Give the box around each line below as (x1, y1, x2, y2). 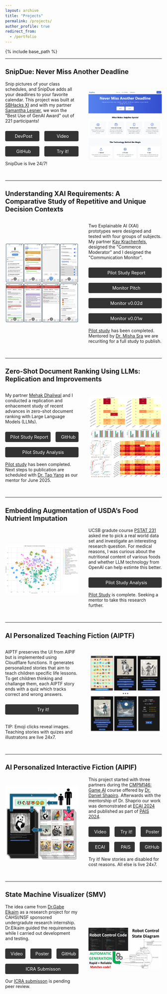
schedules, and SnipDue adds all (5, 86, 72, 92)
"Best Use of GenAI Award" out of (5, 112, 75, 118)
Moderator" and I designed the (88, 249, 152, 255)
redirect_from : (5, 29, 37, 34)
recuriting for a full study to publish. (88, 338, 162, 344)
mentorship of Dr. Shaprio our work (88, 797, 161, 803)
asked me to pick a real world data (88, 533, 159, 539)
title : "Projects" (5, 13, 43, 18)
